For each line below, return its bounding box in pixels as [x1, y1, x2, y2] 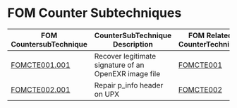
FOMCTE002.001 [11, 85, 71, 95]
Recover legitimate [94, 51, 157, 61]
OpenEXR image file [94, 68, 161, 78]
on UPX [94, 89, 120, 99]
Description [112, 39, 153, 49]
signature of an [94, 60, 145, 70]
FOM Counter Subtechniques [7, 5, 182, 21]
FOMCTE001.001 [11, 60, 71, 70]
